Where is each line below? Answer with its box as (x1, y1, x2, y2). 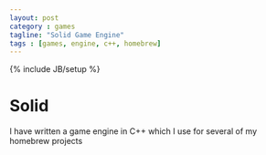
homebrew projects (9, 136, 83, 147)
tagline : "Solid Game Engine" (9, 30, 125, 39)
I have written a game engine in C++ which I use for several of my (9, 126, 258, 137)
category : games (9, 22, 76, 31)
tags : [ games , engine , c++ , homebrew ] (9, 38, 162, 48)
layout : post (9, 13, 59, 23)
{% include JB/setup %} (9, 64, 101, 75)
